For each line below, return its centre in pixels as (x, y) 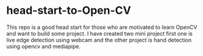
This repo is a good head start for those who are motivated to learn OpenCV (102, 27)
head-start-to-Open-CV (69, 11)
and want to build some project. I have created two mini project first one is (100, 33)
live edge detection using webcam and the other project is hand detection (99, 40)
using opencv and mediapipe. (44, 46)
